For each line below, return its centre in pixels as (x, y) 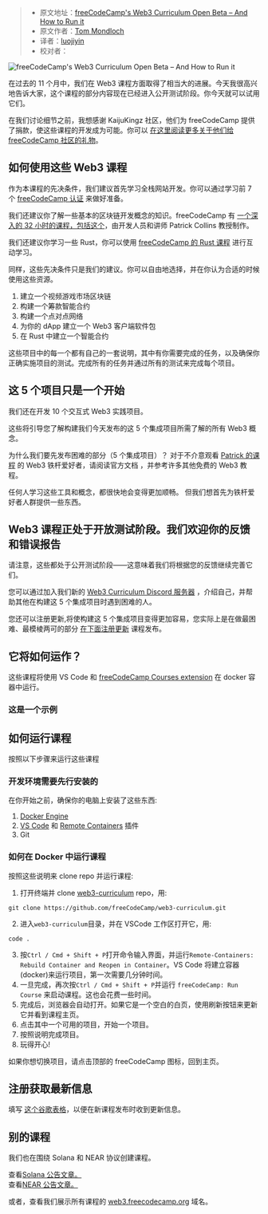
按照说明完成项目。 (51, 1034)
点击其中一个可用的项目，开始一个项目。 (86, 1024)
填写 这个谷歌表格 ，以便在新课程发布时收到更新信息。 (97, 1110)
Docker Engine (44, 816)
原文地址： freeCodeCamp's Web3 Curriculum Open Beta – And (144, 12)
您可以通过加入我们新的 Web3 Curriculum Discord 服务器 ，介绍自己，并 (127, 592)
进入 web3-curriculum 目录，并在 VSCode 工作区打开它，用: (116, 924)
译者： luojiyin (62, 41)
